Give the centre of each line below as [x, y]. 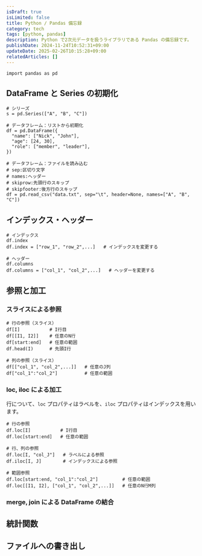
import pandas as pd [32, 73]
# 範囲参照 [18, 473]
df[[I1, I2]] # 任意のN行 [41, 336]
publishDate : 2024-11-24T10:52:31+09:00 [58, 46]
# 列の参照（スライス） [31, 360]
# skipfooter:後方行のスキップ [42, 190]
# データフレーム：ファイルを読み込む [47, 164]
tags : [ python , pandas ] [36, 34]
